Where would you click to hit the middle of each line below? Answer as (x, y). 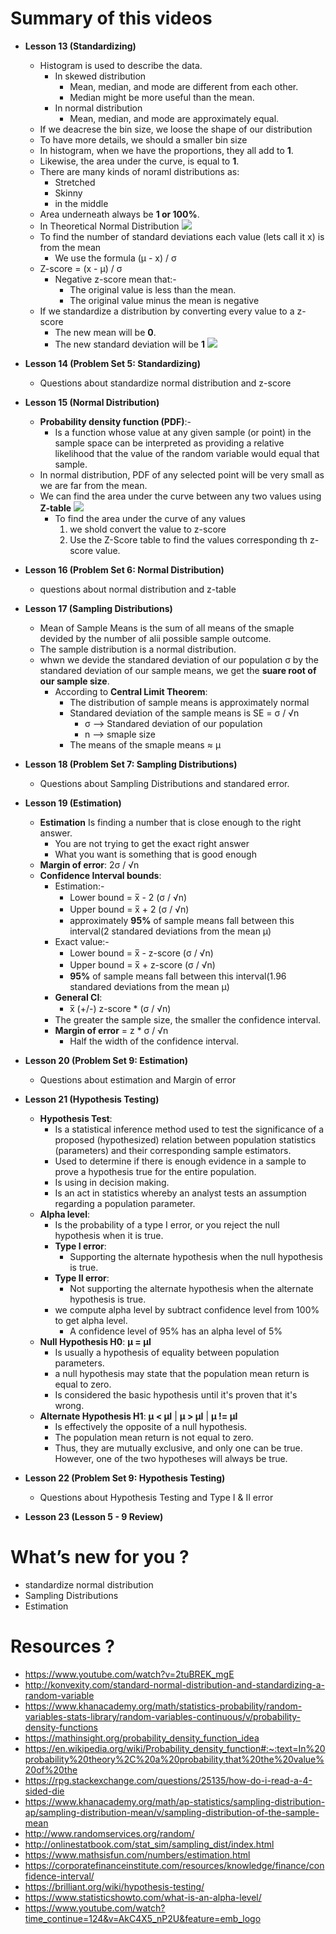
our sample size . (74, 681)
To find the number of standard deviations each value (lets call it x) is (182, 236)
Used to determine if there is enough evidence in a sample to (180, 1161)
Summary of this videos (111, 18)
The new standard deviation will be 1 (129, 344)
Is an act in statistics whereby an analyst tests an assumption (180, 1193)
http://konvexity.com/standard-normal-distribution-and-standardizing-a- (174, 1684)
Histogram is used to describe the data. (121, 65)
